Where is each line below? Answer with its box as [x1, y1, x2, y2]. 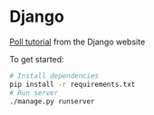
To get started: [9, 53, 65, 64]
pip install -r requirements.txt [9, 80, 136, 89]
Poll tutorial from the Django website [9, 36, 146, 47]
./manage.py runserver [9, 97, 95, 106]
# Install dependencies [9, 71, 100, 81]
